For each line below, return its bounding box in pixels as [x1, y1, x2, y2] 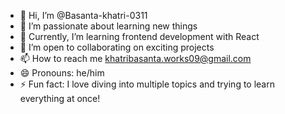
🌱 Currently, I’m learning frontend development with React [19, 31, 260, 42]
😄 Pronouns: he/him [19, 67, 105, 79]
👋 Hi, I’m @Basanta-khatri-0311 [19, 10, 148, 21]
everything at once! [19, 93, 101, 104]
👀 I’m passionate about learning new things [19, 20, 198, 32]
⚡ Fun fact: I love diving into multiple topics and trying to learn [19, 78, 275, 90]
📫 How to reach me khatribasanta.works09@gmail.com [19, 53, 252, 64]
